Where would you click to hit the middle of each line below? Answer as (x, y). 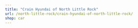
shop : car (15, 18)
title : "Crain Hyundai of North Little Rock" (52, 9)
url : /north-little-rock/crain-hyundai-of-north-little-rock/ (69, 14)
